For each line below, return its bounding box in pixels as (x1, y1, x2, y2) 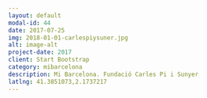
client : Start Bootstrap (8, 56, 90, 64)
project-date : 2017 (8, 48, 72, 56)
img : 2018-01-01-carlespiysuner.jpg (8, 33, 128, 42)
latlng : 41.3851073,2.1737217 (8, 77, 108, 85)
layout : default (8, 11, 61, 20)
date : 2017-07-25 (8, 26, 65, 34)
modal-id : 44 (8, 19, 51, 27)
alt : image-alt (8, 41, 58, 49)
